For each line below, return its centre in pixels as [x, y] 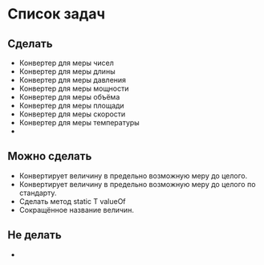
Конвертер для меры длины [67, 71]
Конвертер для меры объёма [69, 97]
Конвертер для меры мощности [74, 88]
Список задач [57, 14]
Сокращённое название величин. [76, 210]
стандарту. [38, 193]
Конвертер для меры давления [72, 80]
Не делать [35, 235]
